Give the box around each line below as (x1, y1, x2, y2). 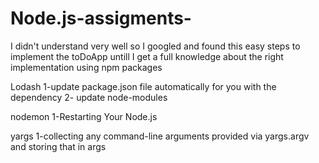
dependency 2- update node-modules (10, 91, 168, 103)
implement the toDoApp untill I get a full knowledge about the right (10, 50, 284, 62)
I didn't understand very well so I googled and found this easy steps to (10, 40, 301, 52)
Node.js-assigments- (10, 7, 192, 30)
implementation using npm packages (10, 61, 163, 73)
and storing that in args (10, 140, 107, 152)
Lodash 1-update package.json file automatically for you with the (10, 80, 277, 92)
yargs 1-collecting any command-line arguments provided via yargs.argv (10, 130, 310, 142)
